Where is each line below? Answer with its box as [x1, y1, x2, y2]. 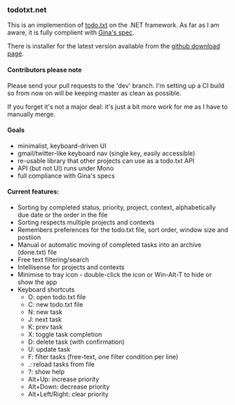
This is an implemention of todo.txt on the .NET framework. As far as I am [7, 21, 220, 30]
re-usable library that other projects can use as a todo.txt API [17, 156, 195, 165]
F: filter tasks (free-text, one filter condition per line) [27, 352, 179, 361]
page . [7, 49, 25, 58]
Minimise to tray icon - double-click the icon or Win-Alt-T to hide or [17, 270, 213, 278]
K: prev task [27, 322, 63, 331]
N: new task [27, 307, 63, 316]
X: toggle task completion [27, 330, 102, 338]
